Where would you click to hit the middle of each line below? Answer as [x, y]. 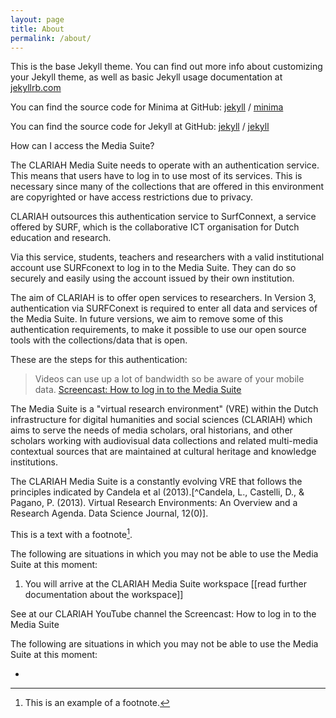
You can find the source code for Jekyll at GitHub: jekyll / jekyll [140, 127]
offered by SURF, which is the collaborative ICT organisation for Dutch [155, 227]
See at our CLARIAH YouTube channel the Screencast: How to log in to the [163, 614]
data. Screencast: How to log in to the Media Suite [138, 390]
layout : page [37, 19]
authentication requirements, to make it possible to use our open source [158, 330]
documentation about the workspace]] [104, 595]
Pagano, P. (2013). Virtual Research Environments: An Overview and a [154, 503]
